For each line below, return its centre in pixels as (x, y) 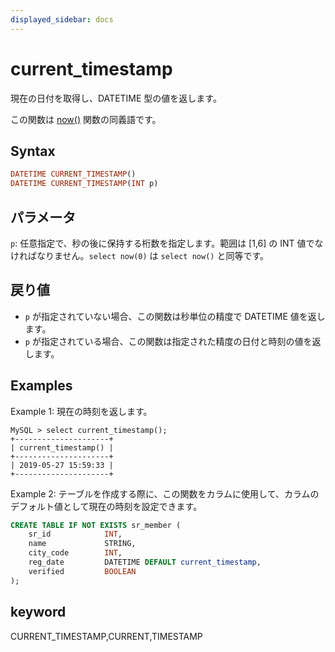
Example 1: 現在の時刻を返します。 (81, 411)
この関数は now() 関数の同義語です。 (86, 119)
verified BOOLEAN (82, 571)
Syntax (33, 151)
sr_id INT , (75, 534)
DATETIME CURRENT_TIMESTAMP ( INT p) (84, 184)
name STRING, (82, 544)
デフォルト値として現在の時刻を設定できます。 (106, 506)
